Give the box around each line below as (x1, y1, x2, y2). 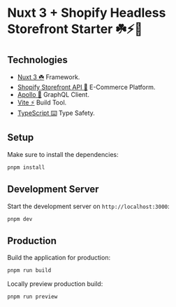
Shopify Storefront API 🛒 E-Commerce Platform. (17, 83, 156, 91)
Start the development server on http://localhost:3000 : (7, 202, 170, 210)
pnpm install (7, 163, 45, 171)
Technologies (7, 54, 68, 66)
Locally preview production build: (7, 280, 103, 288)
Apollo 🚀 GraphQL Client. (17, 90, 89, 99)
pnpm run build (7, 267, 52, 274)
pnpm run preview (7, 293, 58, 301)
